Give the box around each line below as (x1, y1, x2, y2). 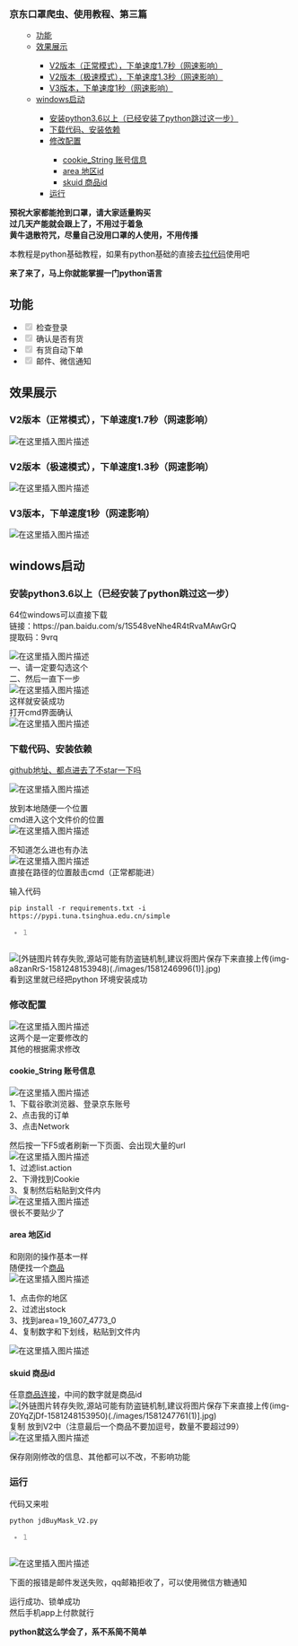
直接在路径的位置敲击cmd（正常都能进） (9, 867, 160, 878)
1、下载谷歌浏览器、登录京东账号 (9, 1098, 131, 1109)
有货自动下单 (35, 345, 83, 355)
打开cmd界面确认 (9, 707, 74, 718)
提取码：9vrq (9, 632, 58, 643)
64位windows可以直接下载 (9, 609, 108, 620)
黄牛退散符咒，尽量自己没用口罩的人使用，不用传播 (9, 230, 198, 241)
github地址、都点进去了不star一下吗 (9, 765, 142, 775)
